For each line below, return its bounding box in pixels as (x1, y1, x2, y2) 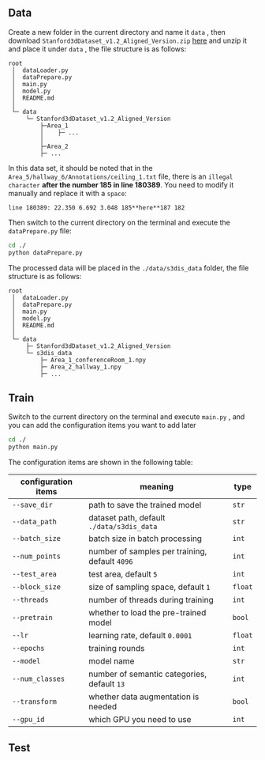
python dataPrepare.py (8, 248, 83, 256)
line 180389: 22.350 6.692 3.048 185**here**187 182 (8, 203, 185, 212)
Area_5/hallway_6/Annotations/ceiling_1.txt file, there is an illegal (8, 172, 233, 181)
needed (88, 701, 118, 713)
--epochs (12, 644, 45, 653)
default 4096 (88, 556, 133, 567)
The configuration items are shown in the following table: (8, 458, 193, 467)
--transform (12, 698, 58, 706)
